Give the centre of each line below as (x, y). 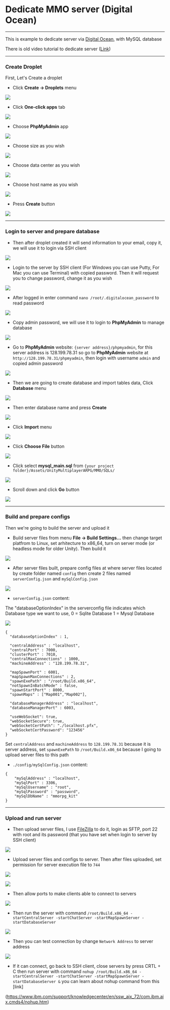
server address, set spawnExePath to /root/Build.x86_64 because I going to (83, 749)
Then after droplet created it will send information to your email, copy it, (87, 242)
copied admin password (38, 363)
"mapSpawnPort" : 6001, (35, 672)
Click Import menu (32, 427)
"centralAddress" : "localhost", (45, 646)
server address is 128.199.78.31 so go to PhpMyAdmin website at (80, 352)
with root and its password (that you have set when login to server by (85, 835)
